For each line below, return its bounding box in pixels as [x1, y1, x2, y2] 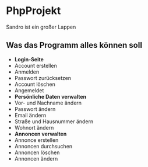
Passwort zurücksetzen [14, 74, 72, 81]
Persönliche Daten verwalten [14, 93, 87, 100]
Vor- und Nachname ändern [14, 99, 82, 106]
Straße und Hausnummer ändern [14, 118, 94, 125]
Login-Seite [14, 55, 44, 62]
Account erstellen [14, 62, 57, 69]
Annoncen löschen [14, 149, 60, 156]
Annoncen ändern [14, 155, 58, 162]
